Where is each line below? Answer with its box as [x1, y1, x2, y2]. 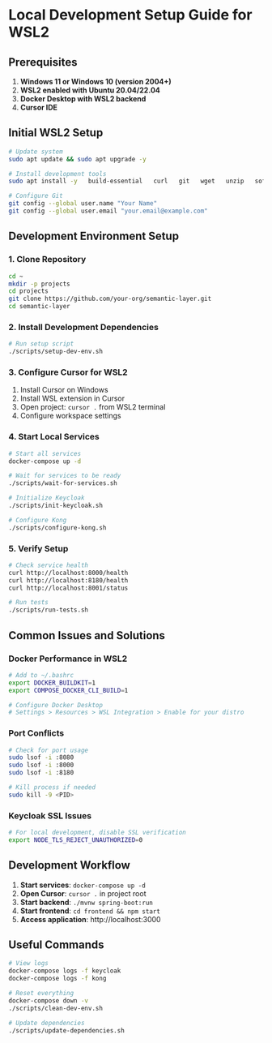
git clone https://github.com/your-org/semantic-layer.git [8, 294, 212, 303]
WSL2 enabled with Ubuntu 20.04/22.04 [19, 85, 160, 95]
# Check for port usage [8, 746, 89, 754]
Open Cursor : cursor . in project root [19, 888, 147, 898]
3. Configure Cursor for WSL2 [8, 367, 128, 378]
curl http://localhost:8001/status [8, 584, 129, 592]
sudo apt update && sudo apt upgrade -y [8, 155, 147, 163]
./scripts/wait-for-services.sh [8, 479, 117, 487]
